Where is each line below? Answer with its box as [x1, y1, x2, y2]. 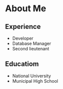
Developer [12, 35, 33, 41]
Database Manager [12, 41, 51, 46]
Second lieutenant [12, 46, 49, 51]
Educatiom [5, 60, 39, 68]
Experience [5, 22, 41, 31]
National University [12, 73, 51, 79]
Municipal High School [12, 78, 58, 84]
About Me [5, 3, 46, 14]
